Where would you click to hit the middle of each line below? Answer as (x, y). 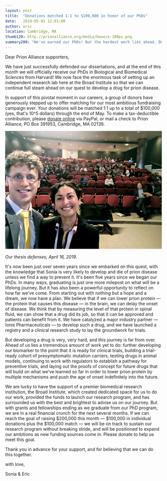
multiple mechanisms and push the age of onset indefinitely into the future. (82, 377)
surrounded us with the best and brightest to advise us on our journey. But (81, 402)
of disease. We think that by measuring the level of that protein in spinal (79, 309)
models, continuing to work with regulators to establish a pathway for (76, 361)
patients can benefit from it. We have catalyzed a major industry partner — (82, 319)
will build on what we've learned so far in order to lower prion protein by (79, 371)
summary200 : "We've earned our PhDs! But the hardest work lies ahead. (81, 42)
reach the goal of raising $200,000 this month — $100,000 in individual (78, 418)
